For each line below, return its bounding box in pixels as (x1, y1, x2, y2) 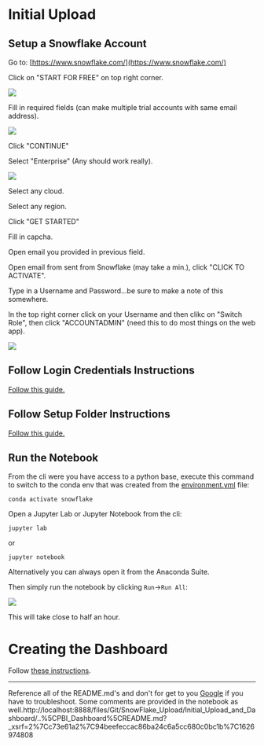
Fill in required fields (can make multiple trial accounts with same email (8, 103, 237, 112)
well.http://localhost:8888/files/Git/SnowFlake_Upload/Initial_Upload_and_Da (8, 705, 256, 715)
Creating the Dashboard (8, 640, 168, 658)
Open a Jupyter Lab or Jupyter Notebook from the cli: (8, 509, 182, 519)
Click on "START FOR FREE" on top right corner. (8, 73, 163, 82)
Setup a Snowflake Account (8, 37, 147, 50)
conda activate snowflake (8, 495, 93, 504)
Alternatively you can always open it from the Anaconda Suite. (8, 568, 210, 577)
